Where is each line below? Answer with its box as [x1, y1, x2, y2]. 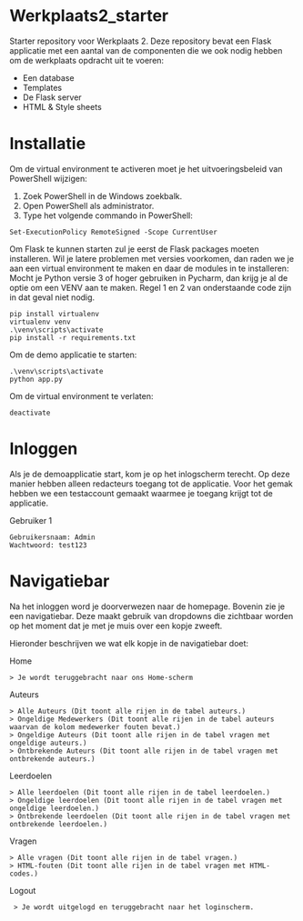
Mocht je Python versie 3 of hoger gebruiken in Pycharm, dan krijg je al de [9, 272, 288, 283]
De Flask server [22, 92, 82, 103]
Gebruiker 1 [9, 515, 53, 526]
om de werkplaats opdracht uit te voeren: [9, 55, 165, 65]
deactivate [9, 408, 51, 417]
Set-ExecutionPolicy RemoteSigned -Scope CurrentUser [9, 227, 218, 236]
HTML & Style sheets [22, 101, 102, 112]
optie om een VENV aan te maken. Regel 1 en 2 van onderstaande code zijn [9, 282, 292, 293]
